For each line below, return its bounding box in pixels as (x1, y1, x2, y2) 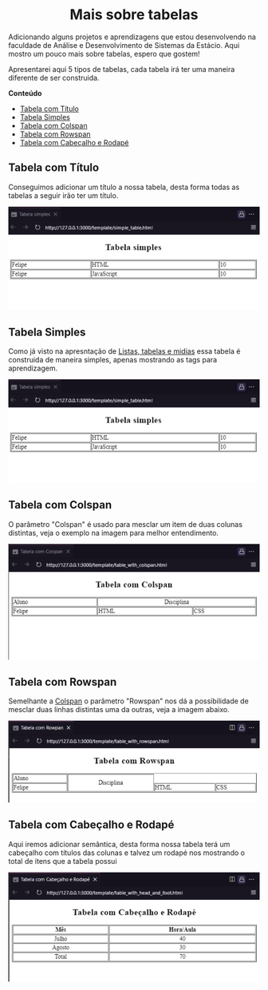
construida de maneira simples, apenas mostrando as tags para (8, 355, 218, 365)
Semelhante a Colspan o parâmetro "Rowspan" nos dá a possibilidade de (8, 696, 249, 706)
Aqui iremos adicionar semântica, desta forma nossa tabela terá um (8, 839, 231, 849)
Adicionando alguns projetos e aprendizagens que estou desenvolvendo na (8, 32, 257, 42)
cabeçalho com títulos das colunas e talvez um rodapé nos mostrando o (8, 848, 246, 857)
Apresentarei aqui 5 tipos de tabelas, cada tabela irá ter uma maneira (8, 64, 235, 73)
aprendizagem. (8, 363, 58, 373)
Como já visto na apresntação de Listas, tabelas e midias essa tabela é (8, 346, 241, 356)
